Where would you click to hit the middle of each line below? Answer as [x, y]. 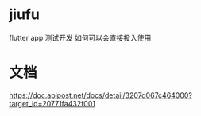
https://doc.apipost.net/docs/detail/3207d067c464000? [101, 95]
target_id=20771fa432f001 [52, 103]
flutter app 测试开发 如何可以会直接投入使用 [80, 37]
